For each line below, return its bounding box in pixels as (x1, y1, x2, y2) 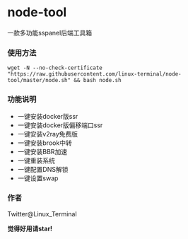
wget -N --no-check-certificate (7, 64, 102, 71)
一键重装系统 (17, 156, 55, 165)
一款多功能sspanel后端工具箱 (7, 28, 93, 37)
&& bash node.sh (74, 77, 122, 84)
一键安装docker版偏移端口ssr (17, 121, 103, 129)
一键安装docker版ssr (17, 112, 78, 120)
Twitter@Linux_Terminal (7, 209, 77, 218)
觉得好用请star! (7, 224, 53, 233)
